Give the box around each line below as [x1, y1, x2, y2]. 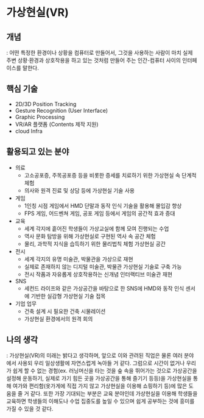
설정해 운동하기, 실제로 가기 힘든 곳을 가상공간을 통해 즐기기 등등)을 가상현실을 [6, 375, 192, 382]
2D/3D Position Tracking [15, 100, 77, 107]
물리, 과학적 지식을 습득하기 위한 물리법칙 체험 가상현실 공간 [24, 240, 166, 247]
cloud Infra [15, 127, 43, 135]
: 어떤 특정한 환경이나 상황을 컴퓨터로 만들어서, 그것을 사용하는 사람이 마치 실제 [6, 49, 193, 56]
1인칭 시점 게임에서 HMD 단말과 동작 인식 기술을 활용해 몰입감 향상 [24, 202, 182, 209]
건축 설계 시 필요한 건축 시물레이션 [24, 307, 106, 314]
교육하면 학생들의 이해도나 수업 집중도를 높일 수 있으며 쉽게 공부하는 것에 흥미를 [6, 397, 195, 405]
